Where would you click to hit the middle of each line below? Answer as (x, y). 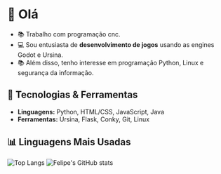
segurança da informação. (55, 72)
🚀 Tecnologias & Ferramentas (73, 95)
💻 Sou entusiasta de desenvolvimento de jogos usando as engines (116, 44)
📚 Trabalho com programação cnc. (69, 34)
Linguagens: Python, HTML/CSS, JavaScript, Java (91, 112)
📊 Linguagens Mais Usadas (69, 142)
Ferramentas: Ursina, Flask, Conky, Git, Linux (83, 119)
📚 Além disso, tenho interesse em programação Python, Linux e (110, 62)
